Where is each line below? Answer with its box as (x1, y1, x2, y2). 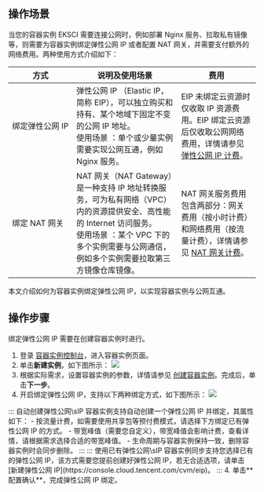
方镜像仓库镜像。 (75, 264, 140, 275)
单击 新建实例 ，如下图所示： (19, 360, 110, 370)
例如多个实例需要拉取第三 (75, 253, 171, 264)
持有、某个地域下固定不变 (75, 108, 171, 119)
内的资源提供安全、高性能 (75, 206, 171, 217)
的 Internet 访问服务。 (75, 217, 157, 228)
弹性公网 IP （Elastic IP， (75, 85, 169, 96)
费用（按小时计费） (181, 211, 249, 222)
